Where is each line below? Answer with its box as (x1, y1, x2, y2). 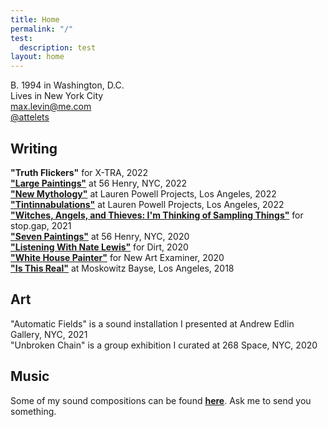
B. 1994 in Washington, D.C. (10, 79, 125, 91)
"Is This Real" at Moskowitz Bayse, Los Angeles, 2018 (10, 262, 235, 274)
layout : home (10, 52, 65, 62)
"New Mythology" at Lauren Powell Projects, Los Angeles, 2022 (10, 187, 277, 200)
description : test (19, 42, 97, 53)
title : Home (10, 14, 60, 25)
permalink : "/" (10, 24, 74, 34)
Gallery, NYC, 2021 (10, 328, 88, 340)
